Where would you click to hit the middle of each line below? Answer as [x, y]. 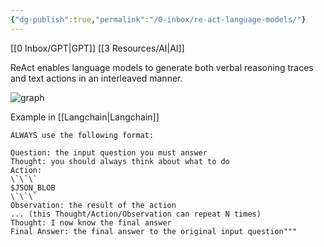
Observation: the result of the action [93, 205]
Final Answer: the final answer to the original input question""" [154, 231]
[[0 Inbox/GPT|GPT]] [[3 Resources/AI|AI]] [97, 48]
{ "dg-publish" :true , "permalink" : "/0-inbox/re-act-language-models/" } [158, 19]
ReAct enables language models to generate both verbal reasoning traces [162, 67]
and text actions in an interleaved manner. [96, 78]
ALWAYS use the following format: [82, 135]
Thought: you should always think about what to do [120, 161]
